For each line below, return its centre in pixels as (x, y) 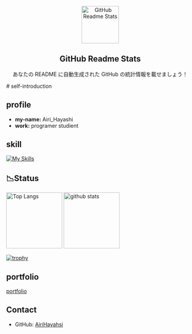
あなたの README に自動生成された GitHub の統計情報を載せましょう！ (100, 74)
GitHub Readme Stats (100, 59)
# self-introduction (29, 86)
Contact (21, 310)
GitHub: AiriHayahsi (39, 324)
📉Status (23, 178)
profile (19, 105)
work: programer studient (47, 125)
